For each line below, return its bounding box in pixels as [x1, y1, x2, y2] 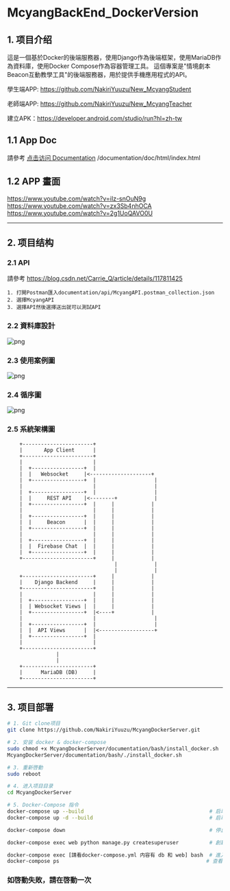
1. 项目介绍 [7, 34, 53, 45]
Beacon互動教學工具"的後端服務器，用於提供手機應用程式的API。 [7, 71, 191, 78]
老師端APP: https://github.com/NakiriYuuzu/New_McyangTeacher [7, 100, 192, 108]
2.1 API [7, 257, 30, 267]
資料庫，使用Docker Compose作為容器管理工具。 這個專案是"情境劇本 [12, 62, 211, 70]
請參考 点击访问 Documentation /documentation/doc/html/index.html [7, 153, 201, 162]
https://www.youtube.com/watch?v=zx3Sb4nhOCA [7, 201, 152, 210]
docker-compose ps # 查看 [7, 858, 223, 865]
